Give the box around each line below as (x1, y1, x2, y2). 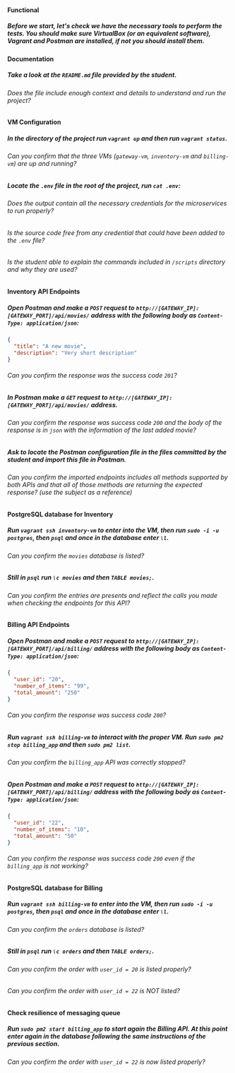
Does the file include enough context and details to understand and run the (7, 88, 227, 97)
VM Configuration (7, 118, 61, 126)
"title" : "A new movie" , (13, 342, 87, 349)
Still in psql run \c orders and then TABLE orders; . (7, 947, 155, 956)
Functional (7, 6, 40, 14)
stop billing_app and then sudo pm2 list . (7, 740, 131, 748)
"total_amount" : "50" (13, 832, 78, 839)
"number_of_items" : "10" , (13, 826, 90, 833)
